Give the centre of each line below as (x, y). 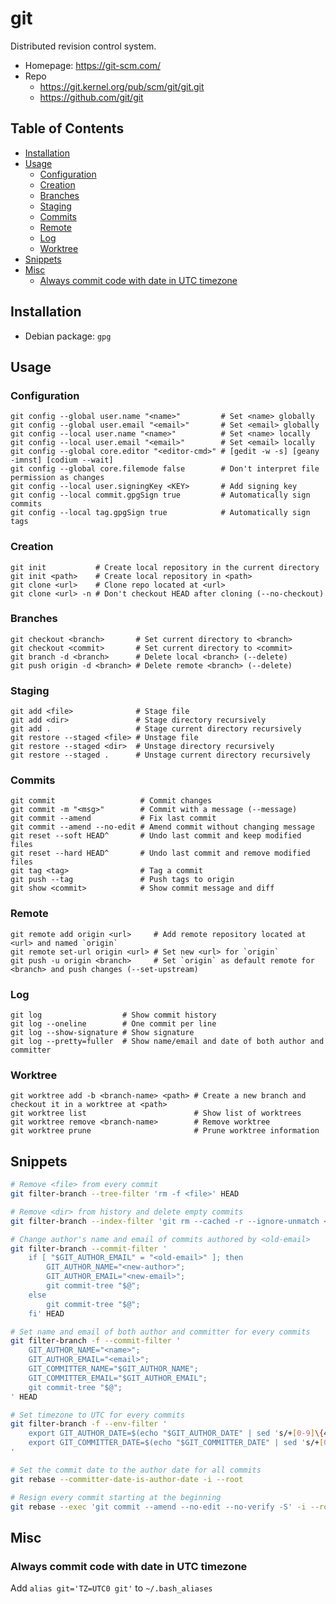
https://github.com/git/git (91, 97)
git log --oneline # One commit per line (113, 1024)
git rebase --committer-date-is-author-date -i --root (127, 1479)
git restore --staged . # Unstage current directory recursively (160, 755)
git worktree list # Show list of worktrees (156, 1113)
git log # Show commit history (113, 1015)
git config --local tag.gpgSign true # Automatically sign (160, 513)
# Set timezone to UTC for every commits (98, 1415)
